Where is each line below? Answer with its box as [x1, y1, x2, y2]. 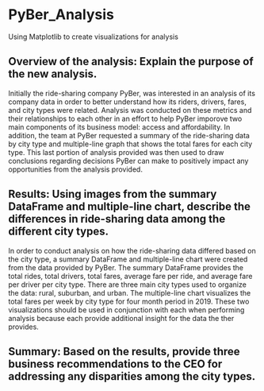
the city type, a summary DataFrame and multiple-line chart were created [8, 254, 248, 264]
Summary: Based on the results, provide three [8, 344, 240, 358]
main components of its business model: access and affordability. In [8, 122, 231, 132]
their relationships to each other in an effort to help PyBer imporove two [8, 114, 243, 123]
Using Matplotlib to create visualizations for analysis [8, 32, 178, 41]
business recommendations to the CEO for [8, 357, 223, 370]
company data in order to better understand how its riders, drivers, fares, [8, 97, 247, 106]
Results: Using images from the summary [8, 188, 217, 201]
